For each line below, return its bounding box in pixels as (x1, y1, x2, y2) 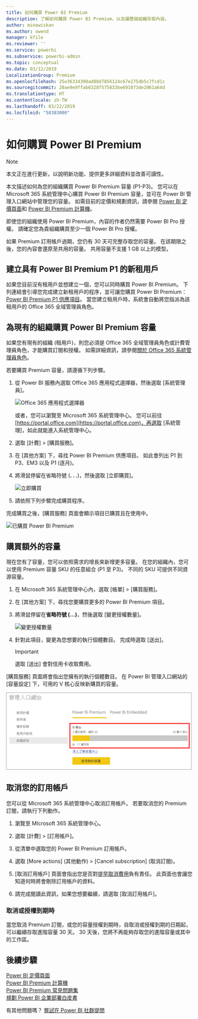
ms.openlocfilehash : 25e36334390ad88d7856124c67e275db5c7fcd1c (6, 78, 165, 84)
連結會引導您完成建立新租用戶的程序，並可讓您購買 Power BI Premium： (11, 288, 187, 296)
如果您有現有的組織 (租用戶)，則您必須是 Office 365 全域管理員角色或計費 (6, 339, 185, 347)
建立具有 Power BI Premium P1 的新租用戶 (6, 264, 159, 274)
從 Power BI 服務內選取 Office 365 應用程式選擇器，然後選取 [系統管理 (14, 379, 186, 386)
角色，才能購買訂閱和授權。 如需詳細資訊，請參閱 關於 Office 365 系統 (16, 347, 187, 354)
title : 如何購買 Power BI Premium (6, 9, 87, 15)
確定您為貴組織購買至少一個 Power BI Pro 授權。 (22, 225, 141, 232)
